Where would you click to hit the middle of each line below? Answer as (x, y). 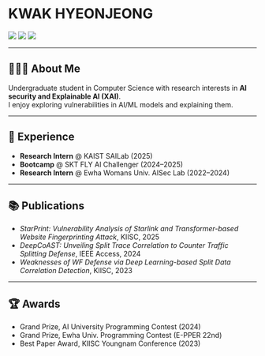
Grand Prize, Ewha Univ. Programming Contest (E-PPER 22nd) (121, 335)
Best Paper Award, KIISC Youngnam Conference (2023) (110, 343)
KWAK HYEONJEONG (81, 14)
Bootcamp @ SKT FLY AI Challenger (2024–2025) (101, 164)
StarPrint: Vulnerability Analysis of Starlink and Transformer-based (129, 229)
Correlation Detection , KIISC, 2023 (76, 271)
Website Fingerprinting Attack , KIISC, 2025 (90, 237)
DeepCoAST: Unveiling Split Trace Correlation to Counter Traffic (124, 245)
